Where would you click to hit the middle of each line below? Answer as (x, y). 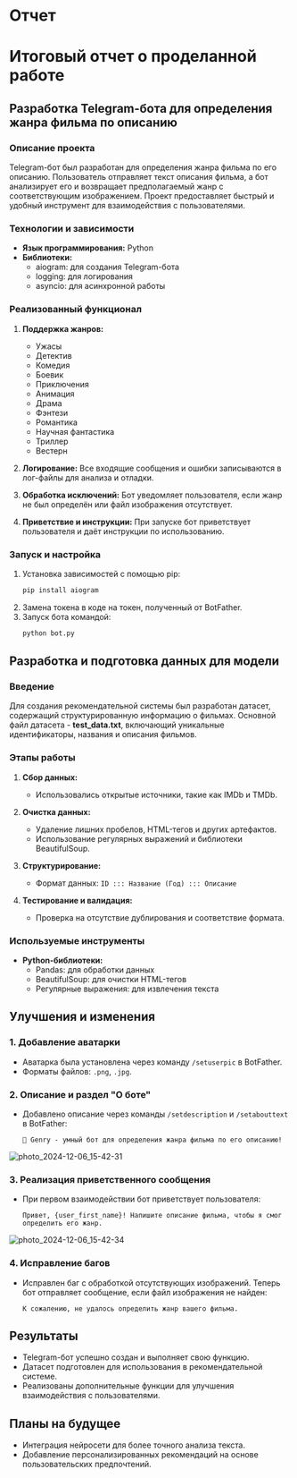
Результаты (44, 1335)
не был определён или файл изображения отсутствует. (128, 504)
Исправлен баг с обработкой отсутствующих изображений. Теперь (151, 1283)
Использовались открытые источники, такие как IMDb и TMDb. (157, 794)
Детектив (54, 355)
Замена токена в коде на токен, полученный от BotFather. (132, 607)
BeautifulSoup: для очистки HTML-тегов (111, 979)
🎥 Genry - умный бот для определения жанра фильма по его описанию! (152, 1140)
